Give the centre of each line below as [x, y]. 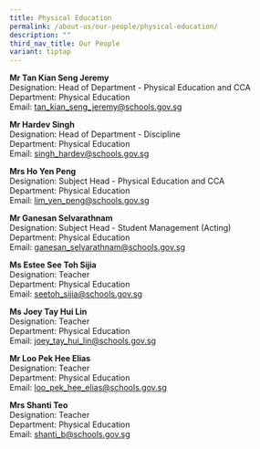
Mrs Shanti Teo [39, 405]
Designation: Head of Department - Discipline [95, 134]
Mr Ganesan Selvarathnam [61, 218]
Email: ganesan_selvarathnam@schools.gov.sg [97, 247]
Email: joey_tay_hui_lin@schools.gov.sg [83, 341]
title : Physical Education [61, 18]
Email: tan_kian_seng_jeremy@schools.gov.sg [96, 107]
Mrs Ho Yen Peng [43, 172]
